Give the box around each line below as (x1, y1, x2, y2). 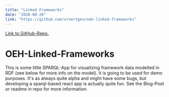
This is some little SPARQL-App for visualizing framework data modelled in (5, 65, 160, 71)
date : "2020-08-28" (5, 12, 46, 17)
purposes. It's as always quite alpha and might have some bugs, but (5, 75, 147, 81)
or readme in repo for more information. (5, 86, 88, 92)
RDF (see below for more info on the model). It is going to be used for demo (5, 70, 163, 76)
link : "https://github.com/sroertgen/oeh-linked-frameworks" (5, 17, 137, 22)
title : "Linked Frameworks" (5, 7, 65, 13)
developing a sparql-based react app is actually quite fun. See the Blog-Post (5, 81, 164, 87)
